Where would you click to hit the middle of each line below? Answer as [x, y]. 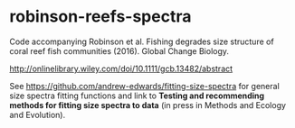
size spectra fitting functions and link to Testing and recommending [137, 96]
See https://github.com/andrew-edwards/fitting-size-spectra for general [145, 86]
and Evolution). [38, 114]
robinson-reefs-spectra [100, 17]
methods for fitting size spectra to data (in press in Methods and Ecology [148, 105]
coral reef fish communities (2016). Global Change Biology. [119, 50]
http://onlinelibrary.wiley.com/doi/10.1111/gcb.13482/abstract [121, 69]
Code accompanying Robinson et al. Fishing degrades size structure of [142, 41]
